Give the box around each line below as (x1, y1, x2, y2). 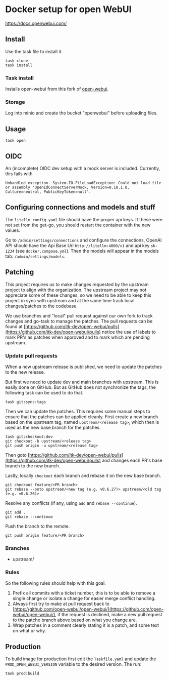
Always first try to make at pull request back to (12, 601, 110, 607)
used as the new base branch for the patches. (5, 424, 101, 430)
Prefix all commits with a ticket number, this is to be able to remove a (12, 590, 155, 596)
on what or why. (12, 628, 46, 634)
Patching (5, 268, 34, 276)
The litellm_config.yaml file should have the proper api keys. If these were (5, 216, 163, 222)
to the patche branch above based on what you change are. (12, 617, 137, 623)
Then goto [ (5, 452, 30, 458)
